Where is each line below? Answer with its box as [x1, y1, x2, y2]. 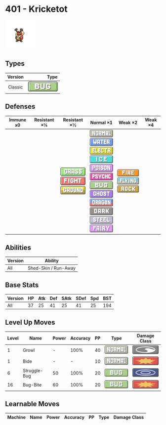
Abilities [5, 243, 31, 252]
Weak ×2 [118, 120, 137, 126]
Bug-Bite [23, 382, 42, 388]
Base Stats [5, 281, 39, 289]
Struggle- [23, 367, 43, 374]
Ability [44, 258, 59, 264]
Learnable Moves [5, 400, 60, 408]
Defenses [5, 102, 36, 111]
